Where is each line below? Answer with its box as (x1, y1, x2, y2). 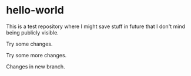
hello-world (6, 4, 65, 17)
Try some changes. (6, 40, 53, 47)
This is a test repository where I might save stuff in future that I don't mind (6, 23, 186, 30)
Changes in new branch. (6, 63, 66, 70)
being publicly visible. (6, 29, 59, 36)
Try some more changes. (6, 51, 67, 58)
